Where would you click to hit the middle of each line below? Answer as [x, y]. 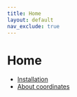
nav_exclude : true [33, 26]
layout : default [30, 20]
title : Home [24, 13]
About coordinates [43, 87]
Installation [33, 79]
